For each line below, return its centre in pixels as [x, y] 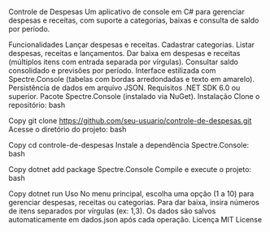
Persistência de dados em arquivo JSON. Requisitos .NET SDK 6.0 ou [124, 88]
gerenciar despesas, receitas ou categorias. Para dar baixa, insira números [134, 202]
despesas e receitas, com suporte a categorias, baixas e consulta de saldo [134, 20]
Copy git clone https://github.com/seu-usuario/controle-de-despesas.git [130, 120]
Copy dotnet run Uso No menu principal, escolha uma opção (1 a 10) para [131, 193]
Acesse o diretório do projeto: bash [67, 129]
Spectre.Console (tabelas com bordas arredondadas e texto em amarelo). [131, 79]
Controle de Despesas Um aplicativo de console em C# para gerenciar [127, 12]
